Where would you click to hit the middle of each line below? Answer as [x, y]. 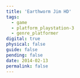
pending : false [25, 55]
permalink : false [27, 66]
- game [19, 22]
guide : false [22, 50]
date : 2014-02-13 [27, 60]
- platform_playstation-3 [43, 28]
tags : [13, 17]
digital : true [23, 39]
